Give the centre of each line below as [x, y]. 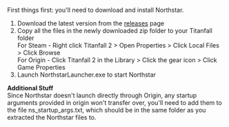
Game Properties [41, 67]
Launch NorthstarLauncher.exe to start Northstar [87, 75]
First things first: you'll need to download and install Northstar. [96, 10]
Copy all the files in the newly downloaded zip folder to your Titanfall [114, 31]
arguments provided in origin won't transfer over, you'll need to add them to [114, 102]
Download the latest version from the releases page [90, 23]
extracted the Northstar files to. [52, 117]
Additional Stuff [30, 88]
